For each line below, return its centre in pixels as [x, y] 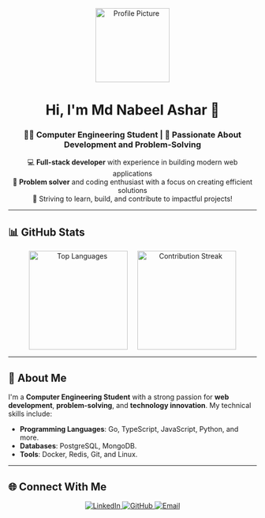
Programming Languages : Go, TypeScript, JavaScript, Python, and [129, 429]
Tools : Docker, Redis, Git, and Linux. [78, 455]
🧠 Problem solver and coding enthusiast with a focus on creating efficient [132, 182]
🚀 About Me [37, 378]
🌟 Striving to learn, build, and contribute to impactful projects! [132, 199]
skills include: [30, 414]
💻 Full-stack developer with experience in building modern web [132, 162]
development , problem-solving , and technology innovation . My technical [130, 406]
